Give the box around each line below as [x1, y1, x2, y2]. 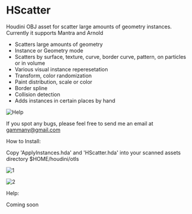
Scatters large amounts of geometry [14, 41, 103, 48]
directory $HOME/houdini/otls [6, 155, 79, 162]
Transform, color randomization [14, 72, 92, 79]
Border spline [14, 84, 48, 91]
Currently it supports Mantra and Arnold [6, 29, 103, 36]
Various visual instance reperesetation [14, 65, 108, 73]
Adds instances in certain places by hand [14, 97, 116, 104]
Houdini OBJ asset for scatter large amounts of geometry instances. [6, 23, 173, 30]
